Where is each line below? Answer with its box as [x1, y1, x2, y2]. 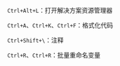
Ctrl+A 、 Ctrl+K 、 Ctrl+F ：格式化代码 [7, 21, 114, 29]
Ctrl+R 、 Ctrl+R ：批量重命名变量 [7, 51, 100, 59]
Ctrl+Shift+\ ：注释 [7, 36, 64, 44]
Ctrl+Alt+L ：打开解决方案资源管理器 [7, 6, 113, 14]
